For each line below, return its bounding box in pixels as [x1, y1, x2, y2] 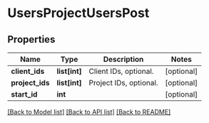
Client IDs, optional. [88, 66, 154, 76]
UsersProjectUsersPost [7, 5, 150, 21]
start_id [11, 90, 38, 99]
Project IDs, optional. [88, 78, 158, 87]
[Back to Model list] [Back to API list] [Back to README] [7, 108, 171, 116]
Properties [7, 33, 56, 46]
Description [103, 55, 144, 64]
